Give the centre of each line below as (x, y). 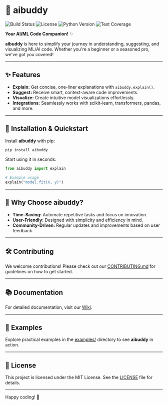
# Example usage (22, 178)
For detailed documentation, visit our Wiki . (49, 307)
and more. (23, 108)
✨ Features (23, 75)
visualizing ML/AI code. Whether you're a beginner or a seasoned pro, (77, 49)
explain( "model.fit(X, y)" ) (34, 182)
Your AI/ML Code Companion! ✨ (39, 34)
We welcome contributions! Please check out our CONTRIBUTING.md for (80, 266)
